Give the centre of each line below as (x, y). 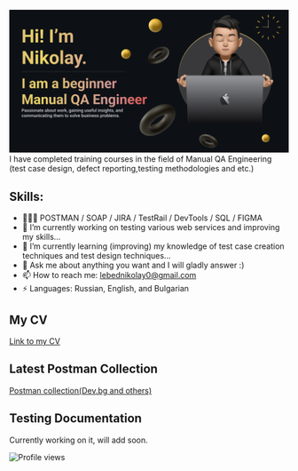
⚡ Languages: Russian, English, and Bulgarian (105, 289)
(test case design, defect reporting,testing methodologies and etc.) (132, 169)
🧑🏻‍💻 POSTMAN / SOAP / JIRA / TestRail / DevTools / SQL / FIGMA (142, 218)
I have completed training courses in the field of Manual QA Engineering (141, 159)
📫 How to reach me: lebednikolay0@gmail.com (109, 275)
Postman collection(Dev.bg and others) (81, 390)
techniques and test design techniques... (96, 256)
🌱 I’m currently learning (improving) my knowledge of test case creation (153, 246)
